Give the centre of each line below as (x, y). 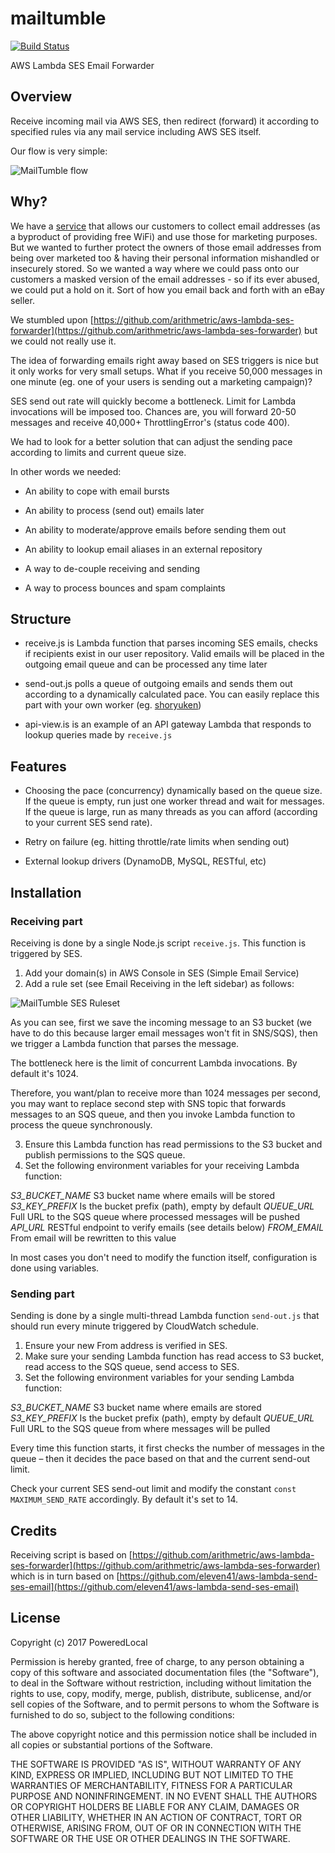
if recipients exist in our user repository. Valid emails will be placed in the (174, 654)
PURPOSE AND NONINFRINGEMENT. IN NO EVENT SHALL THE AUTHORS (164, 1796)
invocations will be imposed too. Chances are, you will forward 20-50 (153, 411)
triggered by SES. (46, 953)
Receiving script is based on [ (71, 1554)
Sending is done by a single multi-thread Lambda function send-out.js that (165, 1316)
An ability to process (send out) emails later (114, 510)
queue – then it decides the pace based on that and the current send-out (160, 1459)
